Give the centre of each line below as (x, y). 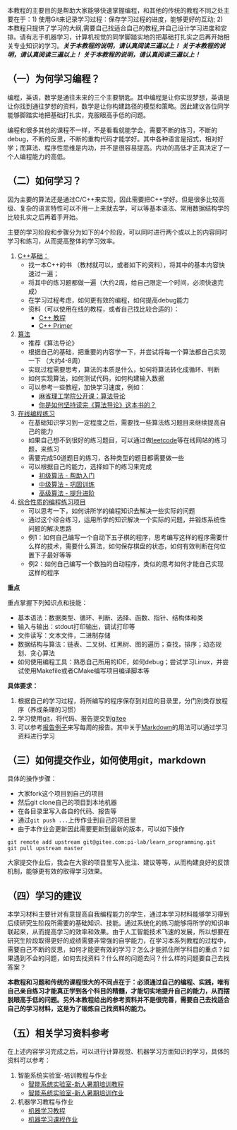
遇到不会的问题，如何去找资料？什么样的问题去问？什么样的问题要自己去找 (121, 958)
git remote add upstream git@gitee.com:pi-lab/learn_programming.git (112, 842)
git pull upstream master (45, 849)
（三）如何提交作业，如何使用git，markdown (107, 761)
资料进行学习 (36, 736)
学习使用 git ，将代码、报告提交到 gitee (72, 718)
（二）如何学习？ (44, 181)
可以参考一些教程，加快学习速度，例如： (87, 387)
